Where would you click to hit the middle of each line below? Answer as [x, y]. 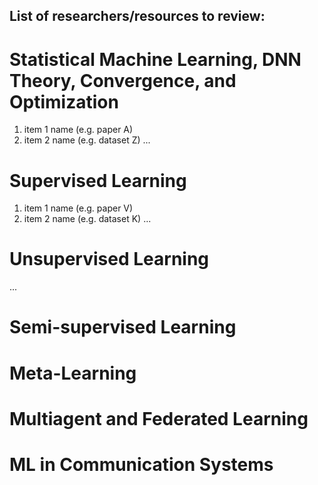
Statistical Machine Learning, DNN [155, 59]
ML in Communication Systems [141, 464]
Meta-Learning [73, 373]
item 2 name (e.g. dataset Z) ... [87, 140]
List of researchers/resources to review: [137, 16]
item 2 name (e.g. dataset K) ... [87, 219]
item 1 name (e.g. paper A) [78, 130]
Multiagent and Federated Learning [159, 418]
